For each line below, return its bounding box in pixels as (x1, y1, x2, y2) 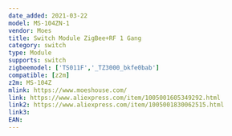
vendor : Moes (8, 26, 52, 34)
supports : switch (8, 57, 67, 65)
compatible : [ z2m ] (8, 71, 70, 79)
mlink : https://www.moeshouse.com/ (8, 86, 128, 94)
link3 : (8, 109, 31, 117)
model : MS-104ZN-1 (8, 19, 70, 27)
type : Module (8, 49, 52, 57)
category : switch (8, 42, 67, 50)
